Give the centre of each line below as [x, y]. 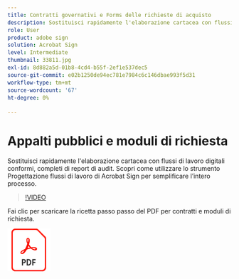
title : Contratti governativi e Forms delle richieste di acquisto [110, 15]
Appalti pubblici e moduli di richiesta [118, 141]
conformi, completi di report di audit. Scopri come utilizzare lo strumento [114, 169]
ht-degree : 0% [28, 98]
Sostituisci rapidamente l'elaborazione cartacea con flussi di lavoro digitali [116, 161]
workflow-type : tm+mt [39, 83]
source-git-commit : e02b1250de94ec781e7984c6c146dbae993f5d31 [101, 75]
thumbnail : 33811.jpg [39, 60]
